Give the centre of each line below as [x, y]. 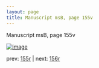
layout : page [23, 12]
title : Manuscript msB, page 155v [50, 18]
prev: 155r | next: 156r [33, 58]
